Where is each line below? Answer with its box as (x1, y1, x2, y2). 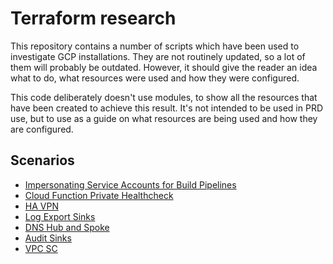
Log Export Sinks (24, 210, 96, 222)
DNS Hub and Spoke (24, 221, 110, 233)
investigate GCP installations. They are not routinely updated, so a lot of (10, 50, 306, 62)
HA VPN (24, 200, 59, 212)
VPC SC (24, 242, 58, 254)
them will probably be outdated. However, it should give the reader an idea (10, 61, 318, 73)
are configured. (10, 123, 74, 135)
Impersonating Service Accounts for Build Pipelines (24, 178, 237, 191)
